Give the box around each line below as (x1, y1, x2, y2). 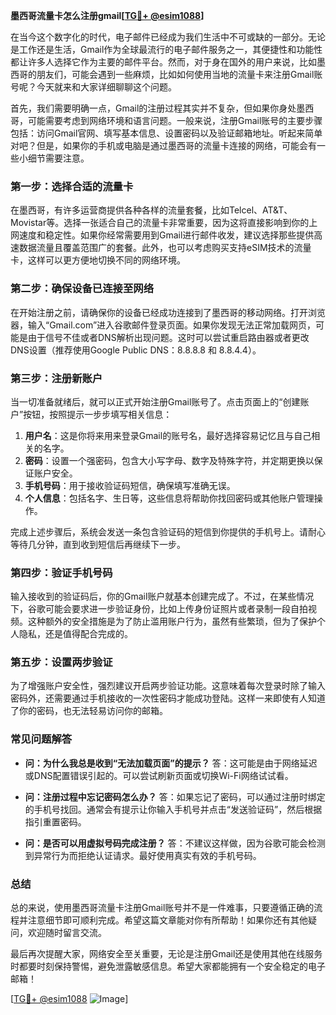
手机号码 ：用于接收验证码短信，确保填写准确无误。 (24, 479, 236, 491)
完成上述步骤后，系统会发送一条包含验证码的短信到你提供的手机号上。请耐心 (10, 525, 326, 538)
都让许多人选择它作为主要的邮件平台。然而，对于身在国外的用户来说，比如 (10, 56, 317, 68)
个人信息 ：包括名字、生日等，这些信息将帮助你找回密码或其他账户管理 (24, 492, 315, 504)
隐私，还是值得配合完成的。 (18, 628, 133, 640)
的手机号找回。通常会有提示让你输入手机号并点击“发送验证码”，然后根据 (24, 803, 323, 815)
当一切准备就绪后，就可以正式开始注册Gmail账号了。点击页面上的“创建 (10, 395, 301, 408)
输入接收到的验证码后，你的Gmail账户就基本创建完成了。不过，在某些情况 (10, 590, 315, 603)
